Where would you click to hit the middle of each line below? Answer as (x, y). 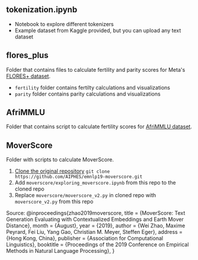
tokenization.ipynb (42, 10)
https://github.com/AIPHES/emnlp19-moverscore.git (79, 177)
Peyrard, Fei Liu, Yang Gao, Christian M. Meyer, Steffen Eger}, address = (94, 232)
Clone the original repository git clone (62, 171)
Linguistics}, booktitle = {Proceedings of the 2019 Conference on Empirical (98, 245)
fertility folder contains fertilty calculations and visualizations (92, 87)
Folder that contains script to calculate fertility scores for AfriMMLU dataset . (99, 126)
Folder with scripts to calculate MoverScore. (60, 160)
